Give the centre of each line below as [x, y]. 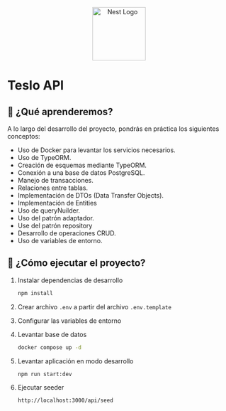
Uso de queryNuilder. [49, 210]
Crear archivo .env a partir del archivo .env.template [95, 306]
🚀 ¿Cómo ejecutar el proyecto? [77, 263]
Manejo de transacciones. [56, 180]
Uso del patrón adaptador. [56, 218]
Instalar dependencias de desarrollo [70, 280]
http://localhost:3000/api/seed [65, 401]
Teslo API [36, 86]
